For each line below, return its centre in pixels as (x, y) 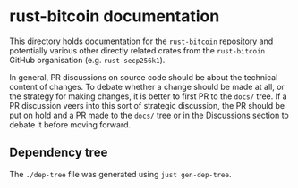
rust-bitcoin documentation (115, 16)
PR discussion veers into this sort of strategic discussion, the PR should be (147, 105)
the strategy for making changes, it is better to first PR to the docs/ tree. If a (149, 96)
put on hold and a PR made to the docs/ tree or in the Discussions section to (149, 115)
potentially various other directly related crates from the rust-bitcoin (137, 50)
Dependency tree (59, 153)
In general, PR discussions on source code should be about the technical (144, 77)
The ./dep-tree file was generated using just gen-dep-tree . (120, 174)
